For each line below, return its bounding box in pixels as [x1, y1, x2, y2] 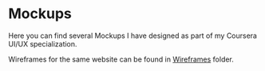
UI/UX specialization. [8, 39, 77, 48]
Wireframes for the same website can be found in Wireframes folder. [8, 54, 234, 64]
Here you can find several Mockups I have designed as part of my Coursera [8, 31, 258, 40]
